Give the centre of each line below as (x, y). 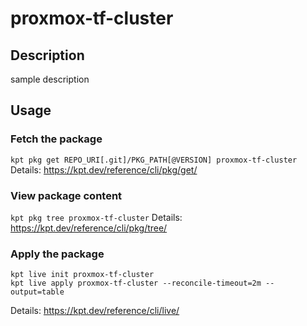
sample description (50, 79)
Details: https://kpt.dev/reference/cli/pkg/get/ (104, 169)
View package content (66, 195)
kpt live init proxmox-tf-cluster (82, 275)
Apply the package (57, 254)
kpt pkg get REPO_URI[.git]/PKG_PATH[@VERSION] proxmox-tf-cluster (154, 160)
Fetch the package (56, 139)
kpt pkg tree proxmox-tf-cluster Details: (96, 217)
